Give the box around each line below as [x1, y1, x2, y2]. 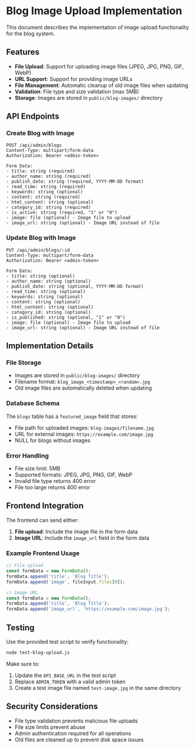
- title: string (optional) [6, 273, 76, 279]
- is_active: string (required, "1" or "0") [6, 210, 118, 216]
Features [6, 47, 40, 57]
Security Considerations [6, 702, 99, 712]
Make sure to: [6, 660, 40, 667]
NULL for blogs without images [14, 436, 90, 444]
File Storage [6, 359, 41, 367]
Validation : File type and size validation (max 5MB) [14, 87, 139, 95]
